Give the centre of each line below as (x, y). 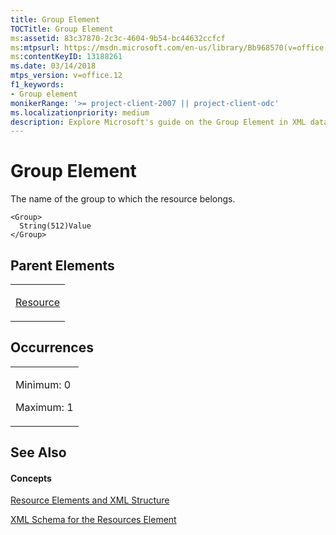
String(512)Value (55, 226)
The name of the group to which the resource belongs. (123, 199)
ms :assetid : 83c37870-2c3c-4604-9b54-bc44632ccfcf (118, 38)
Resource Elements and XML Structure (90, 500)
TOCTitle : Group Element (62, 29)
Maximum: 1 (44, 407)
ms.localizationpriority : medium (80, 112)
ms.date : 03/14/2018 (53, 66)
